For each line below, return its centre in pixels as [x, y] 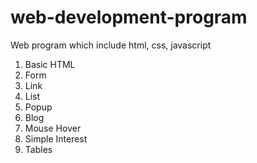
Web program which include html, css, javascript [111, 45]
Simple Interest [56, 138]
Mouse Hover [53, 128]
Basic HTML [50, 64]
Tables [38, 149]
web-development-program [129, 17]
